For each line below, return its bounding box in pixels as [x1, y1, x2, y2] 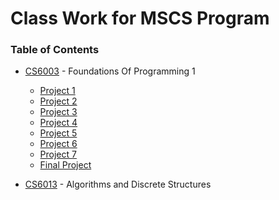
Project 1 [39, 85, 76, 97]
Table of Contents [10, 43, 100, 57]
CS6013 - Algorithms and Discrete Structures [24, 178, 212, 191]
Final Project [39, 159, 92, 171]
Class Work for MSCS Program [10, 7, 270, 30]
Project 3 [39, 106, 78, 118]
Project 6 [39, 138, 78, 150]
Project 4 [39, 117, 78, 129]
